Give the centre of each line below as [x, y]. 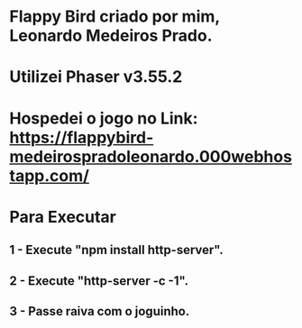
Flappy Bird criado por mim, [115, 17]
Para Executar [63, 217]
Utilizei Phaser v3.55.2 [96, 77]
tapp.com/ [50, 175]
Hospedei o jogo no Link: [104, 118]
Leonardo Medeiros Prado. [111, 36]
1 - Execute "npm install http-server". [116, 250]
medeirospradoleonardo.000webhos [151, 156]
